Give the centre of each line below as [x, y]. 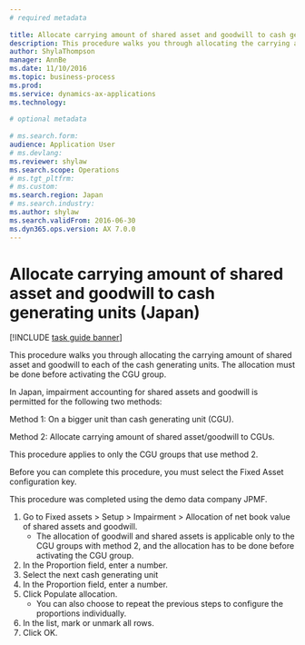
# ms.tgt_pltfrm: [42, 178]
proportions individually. [81, 613]
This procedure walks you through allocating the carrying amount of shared [151, 355]
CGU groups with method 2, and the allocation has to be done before [165, 546]
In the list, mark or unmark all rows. [88, 623]
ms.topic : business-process [63, 77]
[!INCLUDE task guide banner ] [66, 338]
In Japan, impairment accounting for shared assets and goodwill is [134, 392]
